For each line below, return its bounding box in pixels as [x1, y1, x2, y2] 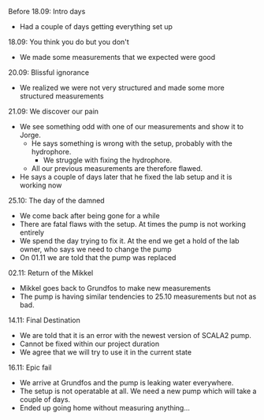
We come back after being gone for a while [19, 211, 160, 220]
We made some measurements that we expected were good [19, 53, 216, 61]
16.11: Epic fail [8, 362, 53, 372]
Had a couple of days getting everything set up [19, 22, 173, 31]
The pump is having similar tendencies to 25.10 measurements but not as [19, 292, 257, 301]
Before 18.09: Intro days [8, 7, 86, 16]
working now [19, 180, 62, 190]
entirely [19, 228, 45, 237]
